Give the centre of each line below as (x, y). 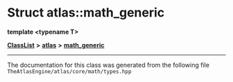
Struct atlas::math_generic (86, 13)
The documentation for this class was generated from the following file (109, 65)
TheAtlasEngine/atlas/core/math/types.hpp (69, 71)
